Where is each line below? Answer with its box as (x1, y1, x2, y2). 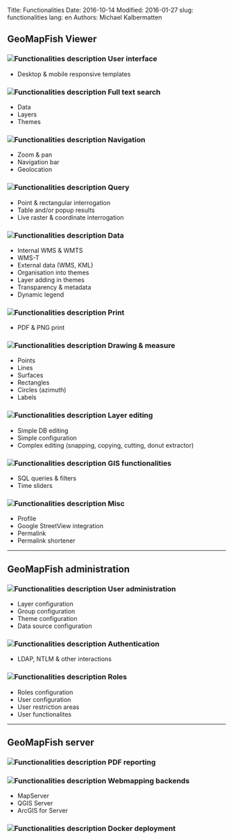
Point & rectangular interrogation (17, 198, 111, 207)
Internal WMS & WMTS (17, 246, 83, 254)
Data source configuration (17, 622, 92, 630)
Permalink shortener (17, 536, 76, 545)
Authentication (107, 639, 160, 649)
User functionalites (17, 710, 71, 718)
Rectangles (17, 378, 50, 387)
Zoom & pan (17, 150, 53, 159)
